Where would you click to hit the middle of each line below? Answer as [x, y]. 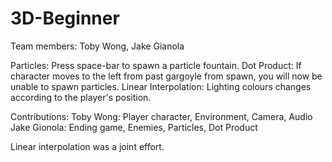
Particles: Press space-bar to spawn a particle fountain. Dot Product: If [156, 65]
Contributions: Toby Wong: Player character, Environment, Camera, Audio [161, 116]
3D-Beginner [65, 18]
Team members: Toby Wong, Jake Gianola [97, 46]
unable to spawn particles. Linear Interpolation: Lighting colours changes [161, 86]
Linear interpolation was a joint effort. [87, 146]
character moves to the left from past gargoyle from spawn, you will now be [166, 76]
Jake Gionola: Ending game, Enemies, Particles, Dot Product [134, 127]
